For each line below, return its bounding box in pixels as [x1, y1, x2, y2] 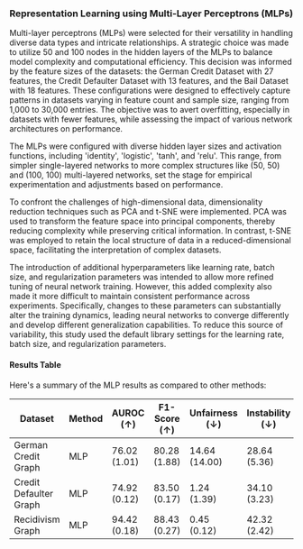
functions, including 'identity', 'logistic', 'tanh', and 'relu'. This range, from [9, 151, 282, 161]
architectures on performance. [9, 124, 124, 134]
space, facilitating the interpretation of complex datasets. [9, 244, 222, 255]
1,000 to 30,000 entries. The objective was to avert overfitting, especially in [9, 105, 290, 115]
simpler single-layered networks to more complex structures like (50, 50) [9, 160, 280, 171]
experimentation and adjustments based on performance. [9, 179, 224, 190]
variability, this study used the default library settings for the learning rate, [9, 329, 285, 340]
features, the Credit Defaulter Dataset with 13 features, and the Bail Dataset [9, 76, 289, 87]
